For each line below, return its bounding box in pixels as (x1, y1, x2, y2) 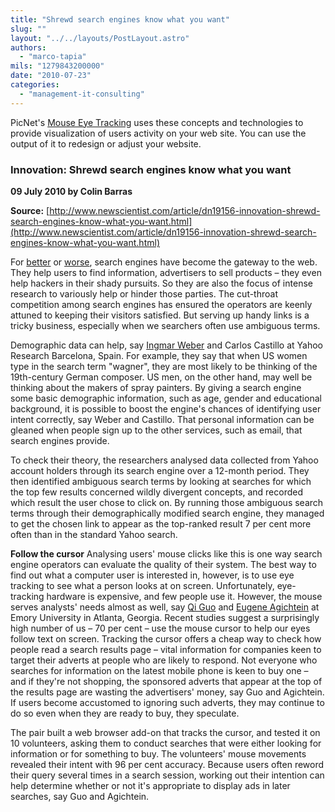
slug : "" (10, 24, 47, 34)
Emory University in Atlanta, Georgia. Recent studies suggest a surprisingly (10, 611, 320, 623)
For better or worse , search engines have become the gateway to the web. (10, 256, 318, 268)
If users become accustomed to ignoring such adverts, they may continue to (10, 696, 325, 708)
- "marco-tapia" (19, 52, 87, 62)
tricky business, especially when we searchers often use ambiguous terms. (10, 319, 321, 331)
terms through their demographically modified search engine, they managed (10, 507, 325, 519)
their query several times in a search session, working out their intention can (10, 769, 325, 781)
